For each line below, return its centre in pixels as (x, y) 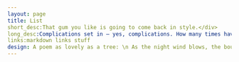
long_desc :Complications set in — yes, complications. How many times (114, 34)
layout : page (27, 14)
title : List (25, 21)
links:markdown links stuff (49, 41)
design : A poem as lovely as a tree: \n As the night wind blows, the (114, 47)
